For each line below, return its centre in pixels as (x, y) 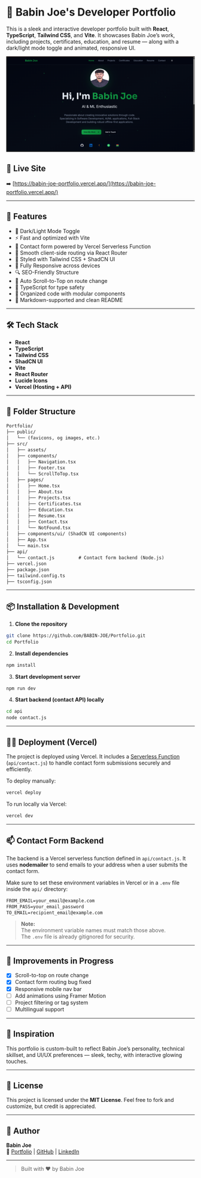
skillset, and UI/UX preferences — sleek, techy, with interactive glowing (94, 1055)
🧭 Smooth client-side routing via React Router (71, 253)
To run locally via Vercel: (36, 804)
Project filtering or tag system (51, 1002)
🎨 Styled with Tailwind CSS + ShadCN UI (65, 259)
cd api (14, 712)
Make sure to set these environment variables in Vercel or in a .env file (93, 883)
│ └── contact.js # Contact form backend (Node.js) (85, 558)
